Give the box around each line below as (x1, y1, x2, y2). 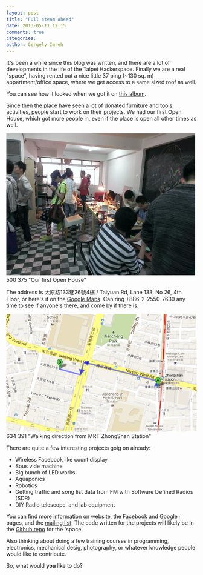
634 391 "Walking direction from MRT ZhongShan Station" (6, 432, 152, 439)
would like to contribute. (6, 550, 66, 557)
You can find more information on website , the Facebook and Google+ (6, 513, 181, 520)
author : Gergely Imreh (6, 42, 63, 48)
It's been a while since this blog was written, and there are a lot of (6, 59, 170, 66)
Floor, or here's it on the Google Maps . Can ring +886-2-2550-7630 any (6, 296, 185, 302)
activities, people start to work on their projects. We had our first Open (6, 108, 182, 115)
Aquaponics (14, 475, 45, 482)
